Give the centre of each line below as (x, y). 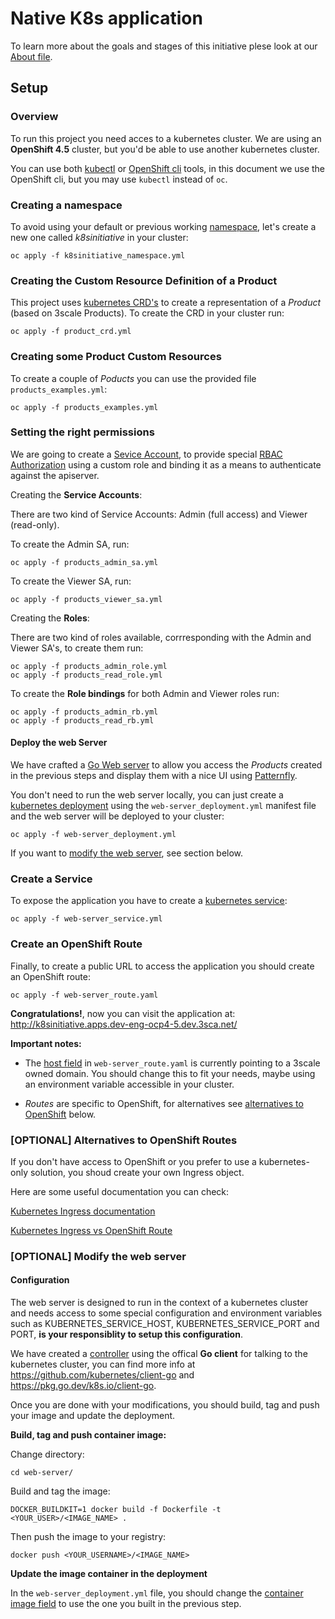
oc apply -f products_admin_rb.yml (84, 712)
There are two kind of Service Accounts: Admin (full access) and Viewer (159, 514)
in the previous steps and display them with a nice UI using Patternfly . (154, 776)
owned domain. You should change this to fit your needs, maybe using (170, 1073)
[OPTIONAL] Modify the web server (98, 1256)
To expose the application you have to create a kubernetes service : (149, 901)
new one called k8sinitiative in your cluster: (99, 237)
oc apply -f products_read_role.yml (86, 675)
